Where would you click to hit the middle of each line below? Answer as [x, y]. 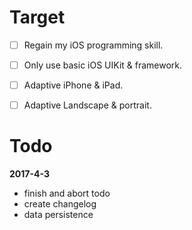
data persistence [58, 215]
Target [37, 17]
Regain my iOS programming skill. [93, 45]
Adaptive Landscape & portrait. [87, 105]
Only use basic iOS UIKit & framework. [103, 65]
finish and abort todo [67, 193]
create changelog [60, 204]
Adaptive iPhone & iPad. [73, 85]
